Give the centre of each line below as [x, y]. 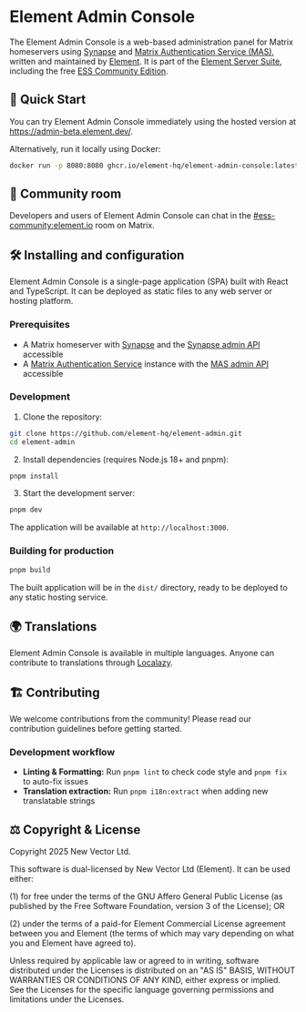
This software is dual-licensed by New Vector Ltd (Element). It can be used [150, 869]
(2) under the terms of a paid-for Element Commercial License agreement [148, 924]
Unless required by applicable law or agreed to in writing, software [134, 961]
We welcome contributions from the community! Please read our [131, 719]
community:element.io [51, 226]
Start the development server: [79, 493]
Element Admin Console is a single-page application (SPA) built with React [149, 282]
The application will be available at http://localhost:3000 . [119, 527]
